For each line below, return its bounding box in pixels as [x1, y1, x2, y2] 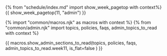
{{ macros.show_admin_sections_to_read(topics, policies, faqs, [5, 40, 137, 46]
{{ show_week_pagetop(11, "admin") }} [5, 10, 87, 16]
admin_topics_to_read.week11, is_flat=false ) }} [5, 45, 103, 51]
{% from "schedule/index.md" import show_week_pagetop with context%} [5, 5, 162, 10]
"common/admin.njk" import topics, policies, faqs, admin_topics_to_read [5, 25, 157, 31]
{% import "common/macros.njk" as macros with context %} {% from [5, 20, 151, 25]
